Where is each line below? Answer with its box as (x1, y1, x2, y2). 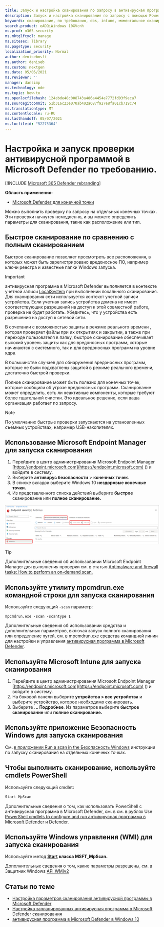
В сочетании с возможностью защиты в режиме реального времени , (5, 324, 151, 330)
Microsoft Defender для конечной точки (12, 199, 94, 205)
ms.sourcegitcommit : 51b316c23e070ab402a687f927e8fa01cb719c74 (5, 101, 137, 106)
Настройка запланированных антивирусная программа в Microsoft (12, 906, 153, 912)
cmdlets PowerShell (5, 771, 67, 780)
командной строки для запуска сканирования (5, 591, 155, 599)
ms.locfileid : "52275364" (5, 121, 58, 127)
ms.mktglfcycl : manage (5, 34, 51, 39)
